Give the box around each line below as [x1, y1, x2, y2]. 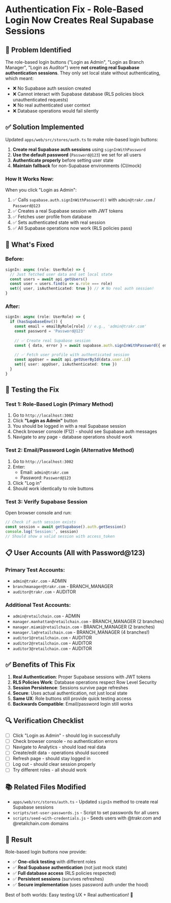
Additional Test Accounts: [5, 602, 71, 609]
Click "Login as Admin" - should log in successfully [12, 733, 121, 739]
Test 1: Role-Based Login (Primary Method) [5, 401, 113, 408]
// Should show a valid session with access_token [5, 534, 115, 539]
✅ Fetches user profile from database [12, 214, 92, 220]
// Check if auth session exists [5, 520, 76, 525]
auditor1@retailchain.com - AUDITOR [12, 635, 92, 641]
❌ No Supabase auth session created [12, 85, 91, 91]
